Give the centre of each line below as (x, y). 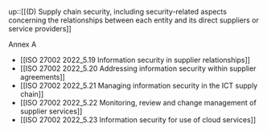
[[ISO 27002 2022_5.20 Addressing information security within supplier (138, 68)
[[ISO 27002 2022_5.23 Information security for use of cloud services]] (138, 120)
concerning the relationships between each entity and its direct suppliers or (133, 20)
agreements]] (43, 77)
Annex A (23, 44)
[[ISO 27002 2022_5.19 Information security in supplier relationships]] (135, 60)
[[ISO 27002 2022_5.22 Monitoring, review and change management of (138, 103)
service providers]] (40, 29)
